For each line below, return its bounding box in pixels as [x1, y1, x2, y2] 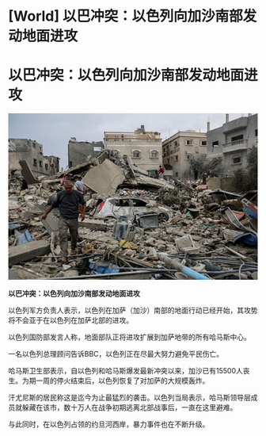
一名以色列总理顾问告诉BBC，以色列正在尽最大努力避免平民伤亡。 [8, 349, 224, 358]
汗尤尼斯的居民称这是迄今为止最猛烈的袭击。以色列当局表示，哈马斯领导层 [8, 392, 251, 402]
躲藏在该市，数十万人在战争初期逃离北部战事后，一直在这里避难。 [21, 402, 237, 412]
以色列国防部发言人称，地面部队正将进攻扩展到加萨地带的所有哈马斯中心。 [8, 332, 251, 342]
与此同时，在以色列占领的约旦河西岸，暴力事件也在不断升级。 [8, 419, 210, 429]
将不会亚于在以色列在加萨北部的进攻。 [8, 315, 133, 325]
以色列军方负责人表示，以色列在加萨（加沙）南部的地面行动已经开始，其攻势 [8, 305, 258, 315]
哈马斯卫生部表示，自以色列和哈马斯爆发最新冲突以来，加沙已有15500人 [8, 365, 243, 375]
